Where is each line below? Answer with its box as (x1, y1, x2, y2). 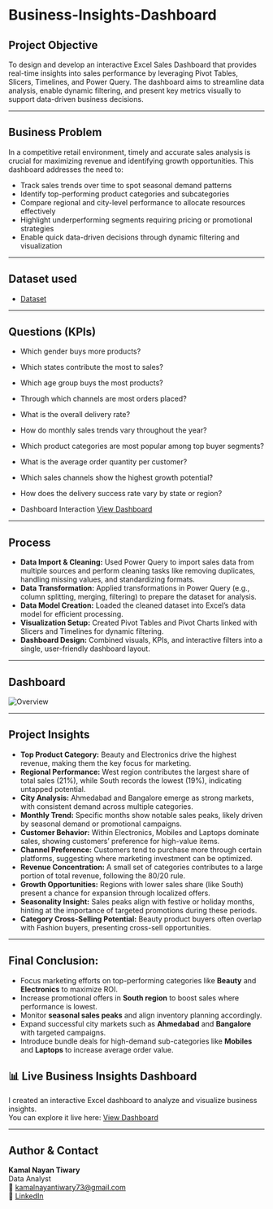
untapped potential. (19, 784, 86, 794)
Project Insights (8, 728, 90, 742)
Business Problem (8, 125, 102, 139)
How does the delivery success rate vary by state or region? (19, 489, 223, 499)
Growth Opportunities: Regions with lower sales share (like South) (19, 879, 244, 889)
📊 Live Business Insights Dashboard (8, 1070, 197, 1084)
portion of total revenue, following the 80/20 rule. (19, 870, 186, 881)
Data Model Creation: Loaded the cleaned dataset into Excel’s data (19, 600, 246, 610)
